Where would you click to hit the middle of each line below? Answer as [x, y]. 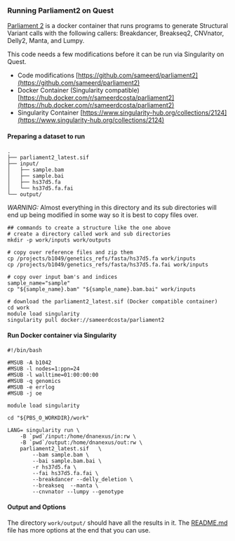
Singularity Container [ [50, 113]
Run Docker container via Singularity [62, 335]
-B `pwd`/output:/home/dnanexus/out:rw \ [81, 442]
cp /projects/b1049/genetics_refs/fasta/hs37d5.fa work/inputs [102, 259]
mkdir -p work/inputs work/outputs [59, 240]
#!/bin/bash [25, 350]
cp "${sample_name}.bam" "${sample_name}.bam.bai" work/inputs [102, 289]
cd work [19, 308]
